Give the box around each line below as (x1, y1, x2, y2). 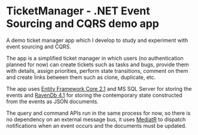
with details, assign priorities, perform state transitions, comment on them (6, 67, 188, 74)
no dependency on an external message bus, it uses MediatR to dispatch (6, 115, 186, 123)
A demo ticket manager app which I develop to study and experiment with (6, 36, 188, 44)
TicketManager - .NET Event (6, 4, 151, 18)
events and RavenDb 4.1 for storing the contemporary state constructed (6, 91, 182, 99)
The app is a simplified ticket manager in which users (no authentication (6, 54, 184, 62)
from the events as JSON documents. (6, 97, 99, 105)
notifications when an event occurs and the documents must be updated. (6, 122, 187, 129)
